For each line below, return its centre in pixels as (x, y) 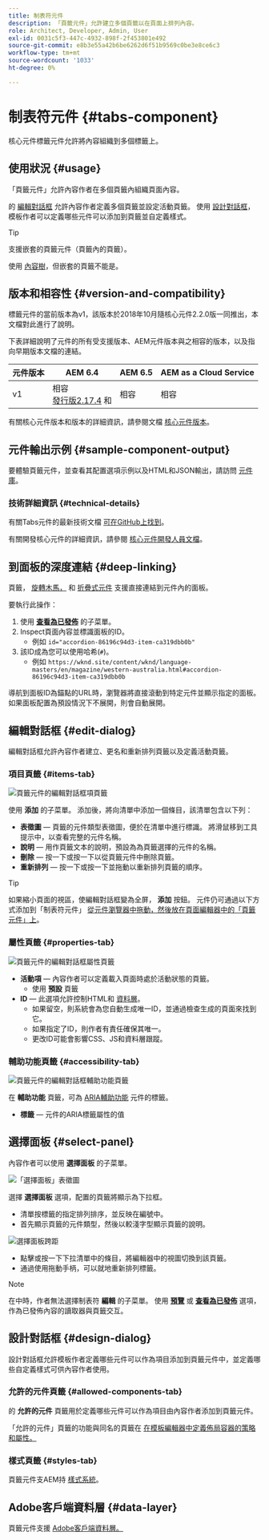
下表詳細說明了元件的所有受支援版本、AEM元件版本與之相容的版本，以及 (128, 341)
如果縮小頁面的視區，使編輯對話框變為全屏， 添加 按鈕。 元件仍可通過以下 (130, 900)
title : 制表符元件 (36, 16)
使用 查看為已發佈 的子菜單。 (68, 622)
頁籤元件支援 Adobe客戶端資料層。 (66, 1528)
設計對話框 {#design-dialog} (80, 1338)
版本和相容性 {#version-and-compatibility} (117, 293)
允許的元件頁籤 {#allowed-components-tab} (95, 1392)
